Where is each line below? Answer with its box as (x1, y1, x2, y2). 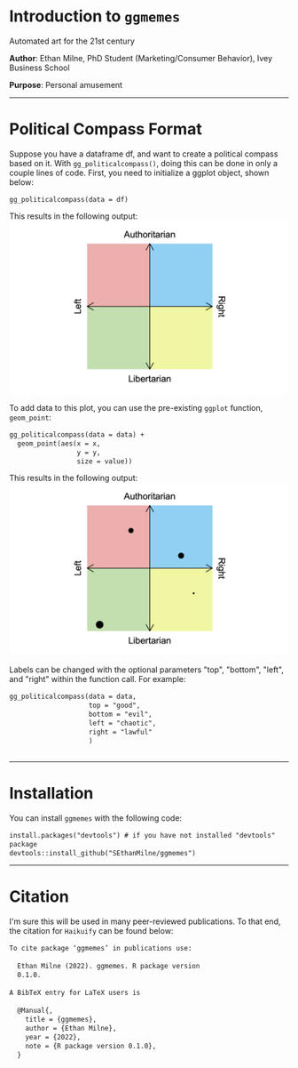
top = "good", (88, 701, 141, 710)
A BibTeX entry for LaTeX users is (9, 988, 141, 997)
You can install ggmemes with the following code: (9, 812, 183, 823)
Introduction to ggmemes (9, 6, 181, 27)
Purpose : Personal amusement (9, 79, 122, 90)
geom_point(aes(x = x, (17, 438, 101, 448)
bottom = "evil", (88, 710, 153, 719)
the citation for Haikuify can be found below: (9, 925, 174, 936)
